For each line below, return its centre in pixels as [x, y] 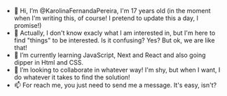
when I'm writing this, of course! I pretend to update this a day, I [106, 18]
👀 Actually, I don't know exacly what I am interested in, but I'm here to [115, 33]
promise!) [28, 25]
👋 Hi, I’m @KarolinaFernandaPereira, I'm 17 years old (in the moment [112, 11]
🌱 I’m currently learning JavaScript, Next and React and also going [110, 55]
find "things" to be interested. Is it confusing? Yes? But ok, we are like [114, 40]
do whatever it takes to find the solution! [72, 77]
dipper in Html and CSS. [49, 62]
